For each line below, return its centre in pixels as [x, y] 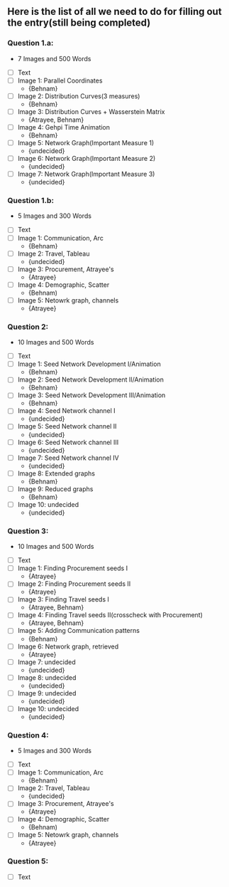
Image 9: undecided [47, 693]
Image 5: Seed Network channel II [67, 426]
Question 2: [28, 327]
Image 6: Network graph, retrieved [68, 646]
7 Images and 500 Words [54, 58]
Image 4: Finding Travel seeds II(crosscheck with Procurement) [110, 615]
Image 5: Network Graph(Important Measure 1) [86, 143]
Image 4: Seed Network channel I [66, 411]
